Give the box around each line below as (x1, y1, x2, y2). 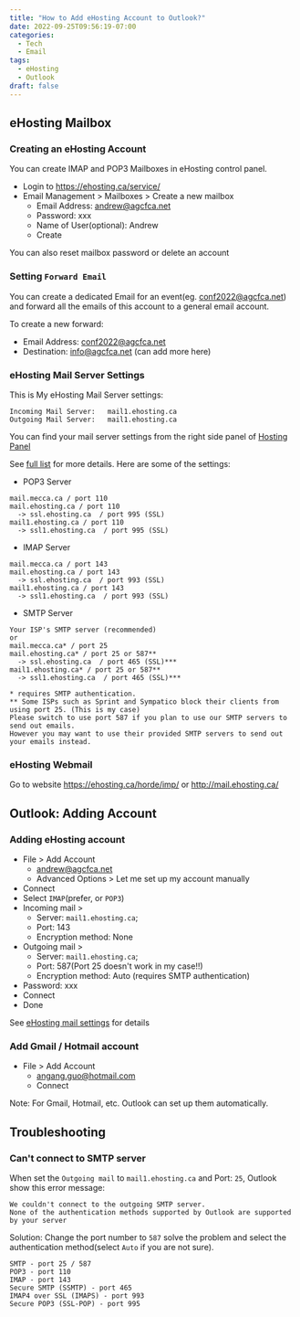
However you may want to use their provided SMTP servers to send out (9, 728, 284, 738)
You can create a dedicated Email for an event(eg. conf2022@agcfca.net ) (9, 291, 287, 302)
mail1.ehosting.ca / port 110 (9, 517, 125, 526)
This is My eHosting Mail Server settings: (9, 389, 164, 400)
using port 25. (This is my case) (9, 705, 141, 714)
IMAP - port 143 (9, 1275, 71, 1284)
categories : (9, 30, 55, 39)
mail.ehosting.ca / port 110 (9, 502, 120, 511)
